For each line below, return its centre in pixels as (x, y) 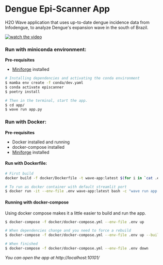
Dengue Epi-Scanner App (57, 9)
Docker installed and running (41, 142)
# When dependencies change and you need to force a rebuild (68, 231)
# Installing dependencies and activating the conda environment (72, 78)
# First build (19, 173)
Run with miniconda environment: (46, 49)
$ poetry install (23, 92)
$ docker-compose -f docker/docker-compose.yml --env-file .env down (77, 249)
